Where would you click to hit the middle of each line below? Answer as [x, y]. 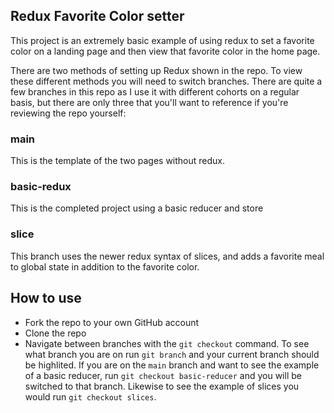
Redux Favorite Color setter [97, 16]
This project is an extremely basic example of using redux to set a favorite [162, 40]
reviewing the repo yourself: [68, 113]
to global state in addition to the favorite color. [105, 266]
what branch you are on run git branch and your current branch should [172, 354]
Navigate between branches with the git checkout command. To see [167, 343]
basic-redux [41, 187]
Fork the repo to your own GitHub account [112, 322]
